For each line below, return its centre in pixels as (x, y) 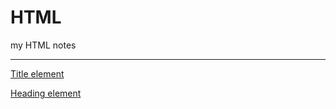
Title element (37, 73)
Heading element (46, 93)
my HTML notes (43, 45)
